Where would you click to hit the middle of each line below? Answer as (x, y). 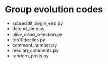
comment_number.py (34, 45)
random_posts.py (30, 56)
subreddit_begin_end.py (37, 23)
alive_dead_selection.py (37, 34)
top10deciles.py (29, 40)
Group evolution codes (54, 9)
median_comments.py (35, 50)
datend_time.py (28, 28)
